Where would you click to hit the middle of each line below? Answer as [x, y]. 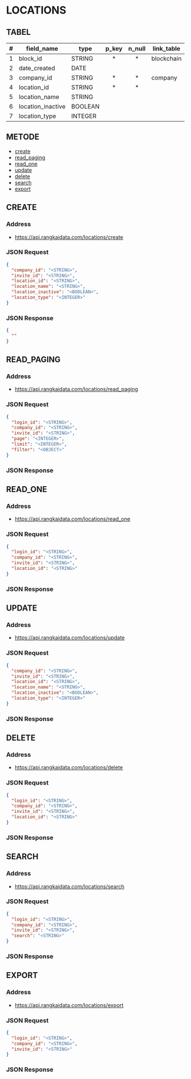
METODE [23, 137]
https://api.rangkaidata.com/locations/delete [69, 768]
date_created [37, 68]
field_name [42, 49]
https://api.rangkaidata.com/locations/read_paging [76, 389]
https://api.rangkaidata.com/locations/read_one [73, 519]
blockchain [166, 58]
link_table [167, 49]
